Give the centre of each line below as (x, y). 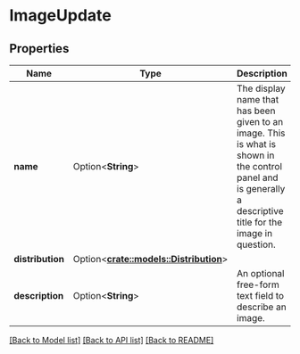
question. (256, 244)
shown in (255, 155)
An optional (260, 273)
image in (254, 233)
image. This (261, 133)
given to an (260, 122)
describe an (262, 307)
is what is (256, 144)
